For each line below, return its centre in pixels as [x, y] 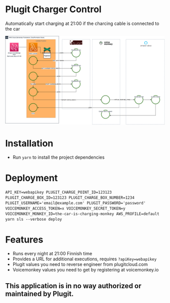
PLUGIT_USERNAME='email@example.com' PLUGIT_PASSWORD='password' [75, 203]
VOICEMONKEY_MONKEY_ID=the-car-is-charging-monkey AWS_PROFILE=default [82, 214]
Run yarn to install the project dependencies [58, 157]
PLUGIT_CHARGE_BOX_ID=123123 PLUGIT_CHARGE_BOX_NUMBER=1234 [70, 198]
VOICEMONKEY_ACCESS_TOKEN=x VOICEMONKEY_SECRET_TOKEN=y [65, 209]
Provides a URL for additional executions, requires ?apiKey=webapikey [84, 259]
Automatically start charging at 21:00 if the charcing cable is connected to [82, 23]
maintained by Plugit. [40, 294]
